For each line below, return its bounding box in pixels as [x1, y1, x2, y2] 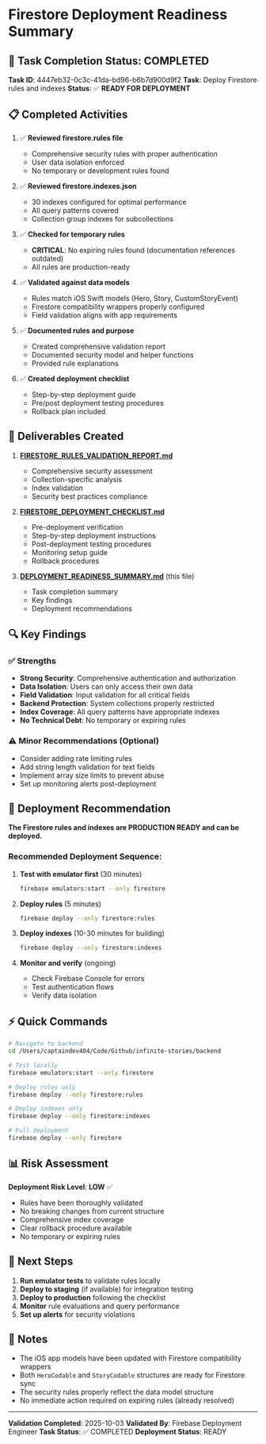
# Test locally [8, 1061, 59, 1069]
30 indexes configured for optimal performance [31, 197, 187, 207]
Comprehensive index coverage [19, 1214, 124, 1224]
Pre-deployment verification [31, 522, 123, 531]
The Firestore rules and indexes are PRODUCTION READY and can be [8, 823, 240, 832]
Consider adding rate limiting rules [19, 753, 132, 763]
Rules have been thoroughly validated [19, 1198, 143, 1207]
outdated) [31, 253, 64, 263]
